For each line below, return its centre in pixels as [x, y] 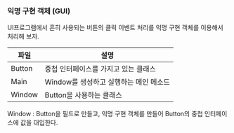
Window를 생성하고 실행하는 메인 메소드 [107, 82]
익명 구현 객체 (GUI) [39, 10]
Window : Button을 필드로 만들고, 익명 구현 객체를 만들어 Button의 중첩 [105, 114]
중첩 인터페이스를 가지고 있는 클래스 [100, 69]
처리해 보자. [24, 36]
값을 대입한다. [39, 122]
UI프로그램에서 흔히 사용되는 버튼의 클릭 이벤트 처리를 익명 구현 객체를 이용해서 [115, 28]
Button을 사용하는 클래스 [83, 95]
